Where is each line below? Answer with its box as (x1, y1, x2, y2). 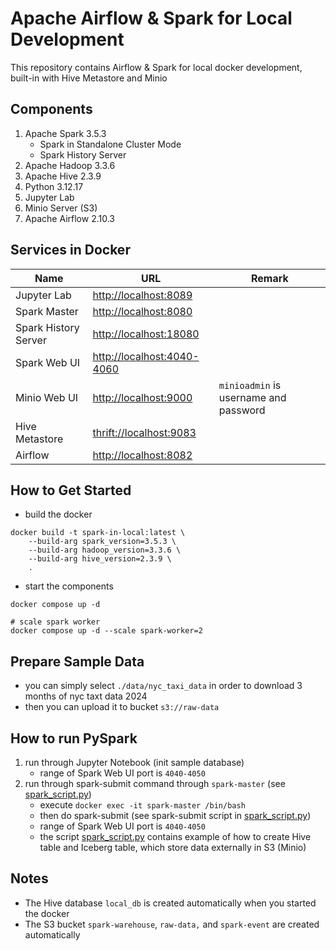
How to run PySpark (10, 730, 138, 747)
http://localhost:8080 (92, 304, 193, 318)
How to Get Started (10, 482, 132, 499)
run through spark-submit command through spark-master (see (24, 778, 286, 789)
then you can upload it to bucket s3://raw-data (24, 701, 220, 713)
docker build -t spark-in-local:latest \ (10, 528, 186, 538)
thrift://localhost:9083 (92, 425, 197, 439)
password (218, 403, 266, 417)
